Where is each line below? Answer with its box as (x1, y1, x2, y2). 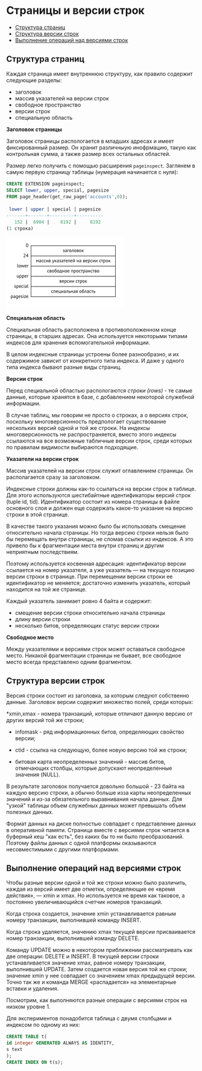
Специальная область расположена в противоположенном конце (6, 326, 177, 333)
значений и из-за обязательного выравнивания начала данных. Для (6, 795, 183, 802)
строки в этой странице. (6, 510, 69, 518)
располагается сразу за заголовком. (6, 473, 101, 481)
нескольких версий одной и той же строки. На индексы (6, 424, 150, 431)
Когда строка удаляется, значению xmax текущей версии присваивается (6, 928, 196, 936)
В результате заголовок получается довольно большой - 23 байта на (6, 783, 185, 790)
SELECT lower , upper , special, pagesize (6, 187, 110, 194)
